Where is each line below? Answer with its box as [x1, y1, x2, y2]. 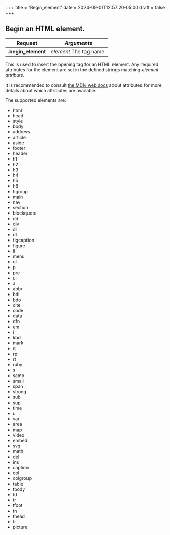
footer [12, 145, 26, 151]
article [12, 134, 26, 140]
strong [12, 388, 27, 394]
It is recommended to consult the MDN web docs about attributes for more [5, 82, 162, 88]
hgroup [12, 188, 28, 194]
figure [12, 242, 25, 249]
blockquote [12, 210, 37, 216]
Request [16, 39, 37, 46]
